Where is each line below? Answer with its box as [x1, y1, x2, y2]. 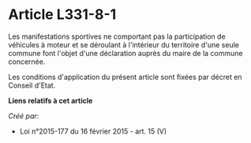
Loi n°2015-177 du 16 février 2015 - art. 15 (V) [19, 126, 167, 136]
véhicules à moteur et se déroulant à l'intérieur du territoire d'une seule [8, 40, 239, 49]
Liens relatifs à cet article [8, 96, 93, 105]
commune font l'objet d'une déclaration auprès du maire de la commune [8, 48, 243, 58]
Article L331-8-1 [8, 6, 117, 24]
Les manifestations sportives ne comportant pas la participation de [8, 32, 227, 41]
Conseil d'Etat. [8, 81, 56, 90]
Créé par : [8, 111, 39, 120]
